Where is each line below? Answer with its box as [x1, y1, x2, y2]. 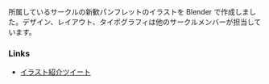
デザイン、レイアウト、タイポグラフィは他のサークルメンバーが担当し [22, 17, 255, 27]
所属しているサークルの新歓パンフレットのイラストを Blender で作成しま [8, 7, 250, 16]
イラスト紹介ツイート [19, 67, 91, 77]
